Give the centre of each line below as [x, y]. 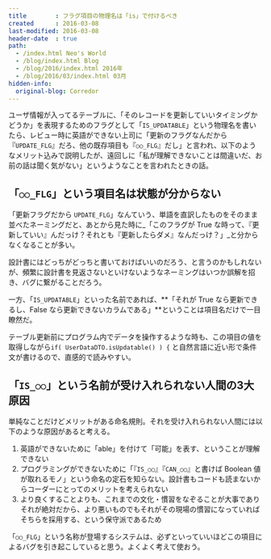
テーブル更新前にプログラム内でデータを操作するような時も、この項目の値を [135, 337]
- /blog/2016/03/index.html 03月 [71, 76]
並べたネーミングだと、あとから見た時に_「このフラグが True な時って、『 [130, 225]
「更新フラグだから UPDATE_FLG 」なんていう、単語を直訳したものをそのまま [133, 214]
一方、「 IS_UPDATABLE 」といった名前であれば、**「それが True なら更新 [126, 299]
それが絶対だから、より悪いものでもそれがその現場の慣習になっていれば [140, 509]
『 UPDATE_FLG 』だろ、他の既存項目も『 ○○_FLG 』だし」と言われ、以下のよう [132, 146]
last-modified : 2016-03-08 [54, 31]
